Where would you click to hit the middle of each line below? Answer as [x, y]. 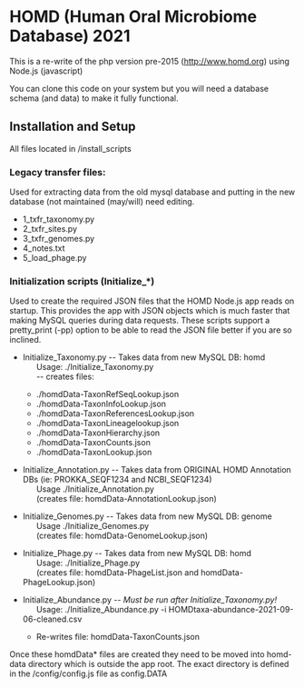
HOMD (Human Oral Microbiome [133, 17]
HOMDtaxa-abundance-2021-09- [231, 610]
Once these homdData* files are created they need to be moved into [137, 654]
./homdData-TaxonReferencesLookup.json [115, 414]
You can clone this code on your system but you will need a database [139, 88]
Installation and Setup [73, 127]
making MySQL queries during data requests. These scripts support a [140, 321]
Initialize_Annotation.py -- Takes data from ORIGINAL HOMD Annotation [157, 470]
